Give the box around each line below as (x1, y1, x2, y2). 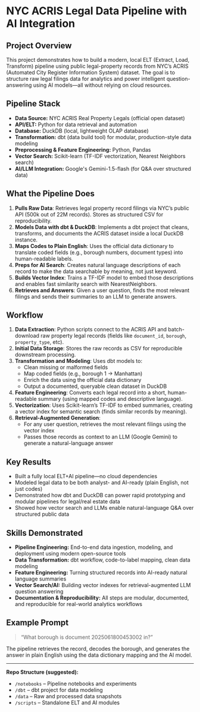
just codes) (14, 485, 43, 493)
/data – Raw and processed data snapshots (14, 692, 122, 700)
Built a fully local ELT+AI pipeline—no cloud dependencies (14, 473, 158, 480)
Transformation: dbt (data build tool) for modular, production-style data (14, 133, 192, 140)
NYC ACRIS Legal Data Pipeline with (6, 4, 187, 18)
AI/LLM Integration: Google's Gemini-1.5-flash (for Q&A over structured (14, 165, 192, 172)
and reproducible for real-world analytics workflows (14, 601, 143, 608)
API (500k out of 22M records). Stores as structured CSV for (14, 211, 164, 218)
